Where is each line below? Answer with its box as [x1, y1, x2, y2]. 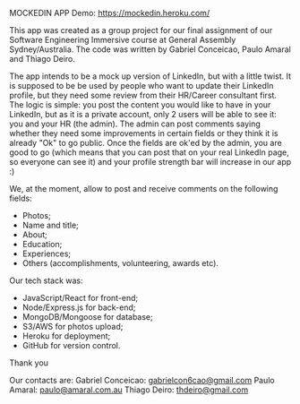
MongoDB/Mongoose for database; [21, 312, 154, 322]
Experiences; [21, 248, 72, 259]
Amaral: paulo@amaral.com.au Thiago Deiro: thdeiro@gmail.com [9, 384, 249, 395]
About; [21, 229, 47, 240]
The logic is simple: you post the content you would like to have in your [9, 99, 271, 110]
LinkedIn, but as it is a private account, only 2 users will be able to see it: [9, 109, 278, 119]
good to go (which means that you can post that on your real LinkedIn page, [9, 147, 289, 158]
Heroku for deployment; [21, 331, 111, 341]
